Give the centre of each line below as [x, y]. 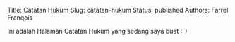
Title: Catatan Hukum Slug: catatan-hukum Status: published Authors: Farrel [118, 10]
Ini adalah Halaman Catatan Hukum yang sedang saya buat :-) [97, 31]
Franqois [20, 17]
